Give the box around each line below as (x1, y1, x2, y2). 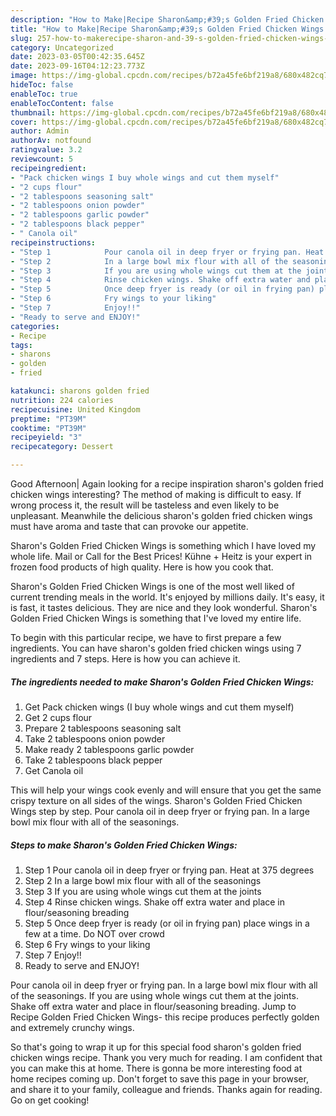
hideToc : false (10, 80, 74, 90)
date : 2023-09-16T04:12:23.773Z (10, 61, 145, 71)
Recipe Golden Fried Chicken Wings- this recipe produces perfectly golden (10, 1011, 320, 1023)
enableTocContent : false (10, 98, 114, 108)
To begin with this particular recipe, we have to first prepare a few (10, 632, 282, 643)
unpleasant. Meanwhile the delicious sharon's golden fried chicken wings (10, 510, 313, 521)
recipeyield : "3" (10, 432, 83, 443)
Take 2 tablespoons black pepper (24, 754, 163, 766)
